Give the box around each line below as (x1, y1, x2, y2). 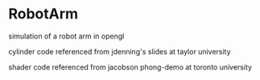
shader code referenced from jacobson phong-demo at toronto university (8, 62, 252, 72)
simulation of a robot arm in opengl (8, 31, 125, 41)
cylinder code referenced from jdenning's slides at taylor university (8, 46, 231, 56)
